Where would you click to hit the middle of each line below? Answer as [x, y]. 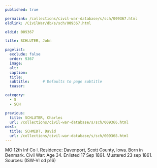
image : [16, 63]
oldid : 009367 [20, 32]
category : [15, 95]
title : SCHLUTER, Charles [36, 118]
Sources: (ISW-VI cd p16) [31, 160]
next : [11, 127]
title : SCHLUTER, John [28, 41]
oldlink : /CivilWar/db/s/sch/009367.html [48, 23]
